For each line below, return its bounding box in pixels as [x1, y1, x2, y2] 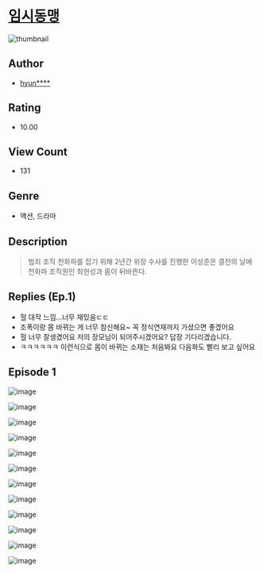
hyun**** [19, 78, 51, 87]
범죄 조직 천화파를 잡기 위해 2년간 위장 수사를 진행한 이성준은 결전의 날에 [27, 257, 253, 266]
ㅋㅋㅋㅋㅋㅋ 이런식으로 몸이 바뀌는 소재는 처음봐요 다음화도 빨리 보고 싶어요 [19, 342, 256, 352]
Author [8, 57, 44, 71]
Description [8, 235, 68, 248]
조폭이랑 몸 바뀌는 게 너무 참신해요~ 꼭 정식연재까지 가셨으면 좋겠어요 [19, 322, 234, 332]
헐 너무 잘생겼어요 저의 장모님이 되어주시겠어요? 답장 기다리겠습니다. [19, 332, 232, 341]
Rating [8, 101, 41, 115]
